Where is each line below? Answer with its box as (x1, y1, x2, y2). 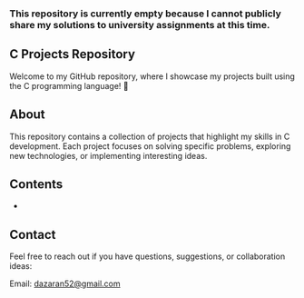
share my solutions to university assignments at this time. (9, 18, 270, 31)
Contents (9, 176, 64, 192)
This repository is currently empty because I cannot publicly (9, 7, 281, 20)
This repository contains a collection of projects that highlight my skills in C (9, 131, 290, 142)
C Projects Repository (9, 46, 136, 62)
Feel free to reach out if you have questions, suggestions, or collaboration (9, 251, 286, 262)
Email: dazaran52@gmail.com (9, 278, 121, 289)
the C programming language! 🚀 (9, 80, 129, 91)
